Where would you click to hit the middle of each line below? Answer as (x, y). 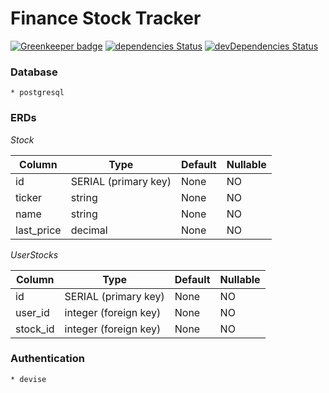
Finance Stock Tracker (106, 18)
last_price (38, 230)
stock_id (35, 329)
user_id (32, 312)
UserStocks (34, 254)
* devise (28, 379)
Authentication (47, 359)
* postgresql (37, 93)
